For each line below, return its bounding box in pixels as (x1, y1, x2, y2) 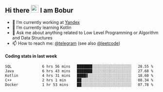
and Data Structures (12, 35, 53, 40)
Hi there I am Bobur (5, 6, 74, 15)
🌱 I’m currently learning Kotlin (12, 24, 72, 30)
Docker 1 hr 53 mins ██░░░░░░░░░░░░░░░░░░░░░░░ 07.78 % (5, 82, 153, 87)
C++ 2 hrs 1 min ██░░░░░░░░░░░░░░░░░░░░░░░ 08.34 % (5, 77, 153, 83)
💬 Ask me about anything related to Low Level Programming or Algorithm (12, 30, 159, 36)
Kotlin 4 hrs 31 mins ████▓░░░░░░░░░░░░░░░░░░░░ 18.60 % (5, 73, 153, 78)
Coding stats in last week (5, 53, 57, 59)
